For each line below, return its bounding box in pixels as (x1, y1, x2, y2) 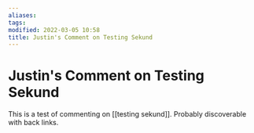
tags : (8, 19, 26, 27)
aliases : (8, 11, 37, 20)
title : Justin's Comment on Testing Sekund (8, 33, 153, 41)
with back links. (8, 118, 59, 128)
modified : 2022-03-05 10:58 (8, 26, 101, 34)
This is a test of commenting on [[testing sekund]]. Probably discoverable (8, 110, 247, 119)
